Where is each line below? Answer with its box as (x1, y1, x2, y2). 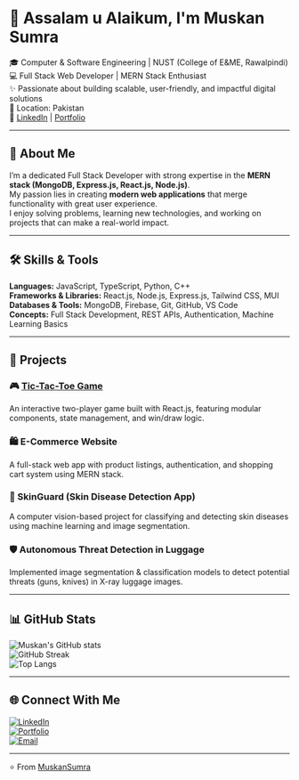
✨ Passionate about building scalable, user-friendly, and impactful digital (9, 83, 276, 93)
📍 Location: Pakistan (9, 102, 85, 113)
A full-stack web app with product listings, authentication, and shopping (9, 459, 274, 470)
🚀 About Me (9, 146, 76, 161)
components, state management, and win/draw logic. (9, 413, 205, 424)
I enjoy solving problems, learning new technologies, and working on (9, 207, 262, 218)
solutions (9, 93, 43, 103)
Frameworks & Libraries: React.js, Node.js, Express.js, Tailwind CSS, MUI (9, 289, 279, 301)
